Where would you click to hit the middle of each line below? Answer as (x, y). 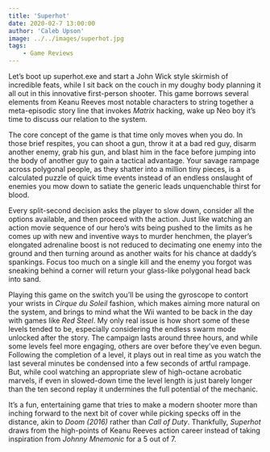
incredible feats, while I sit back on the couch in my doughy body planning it (135, 85)
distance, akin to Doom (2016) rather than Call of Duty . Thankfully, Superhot (135, 422)
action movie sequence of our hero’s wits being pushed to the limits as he (131, 228)
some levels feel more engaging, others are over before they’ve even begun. (135, 346)
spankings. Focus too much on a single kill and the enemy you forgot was (130, 262)
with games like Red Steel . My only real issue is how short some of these (129, 320)
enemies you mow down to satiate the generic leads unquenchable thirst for (135, 186)
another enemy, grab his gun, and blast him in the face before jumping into (132, 152)
